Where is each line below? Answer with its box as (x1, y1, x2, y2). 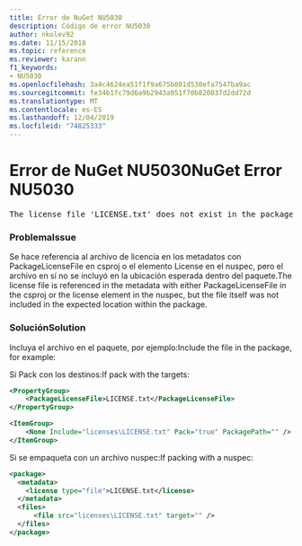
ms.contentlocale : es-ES (9, 105, 102, 114)
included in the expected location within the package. (9, 299, 208, 310)
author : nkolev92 (9, 30, 75, 39)
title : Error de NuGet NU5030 (9, 13, 123, 22)
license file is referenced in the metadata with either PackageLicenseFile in (9, 280, 287, 291)
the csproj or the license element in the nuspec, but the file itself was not (9, 289, 280, 301)
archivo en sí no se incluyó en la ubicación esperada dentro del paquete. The (9, 270, 292, 281)
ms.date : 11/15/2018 (9, 38, 87, 48)
